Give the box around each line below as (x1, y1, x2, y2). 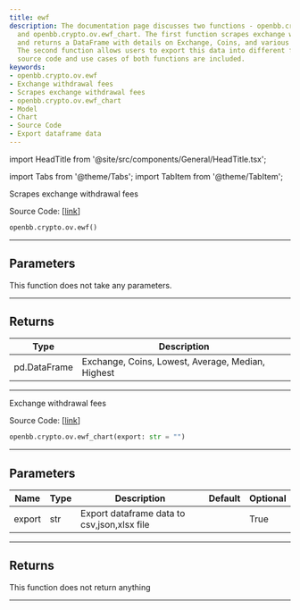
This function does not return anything (9, 581, 151, 592)
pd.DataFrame (13, 361, 74, 373)
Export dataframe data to (79, 507, 186, 520)
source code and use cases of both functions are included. (17, 54, 246, 63)
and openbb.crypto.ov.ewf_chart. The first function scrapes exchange (17, 29, 286, 38)
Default (208, 492, 241, 505)
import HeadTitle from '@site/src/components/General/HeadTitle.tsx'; (9, 154, 267, 164)
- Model (9, 104, 38, 113)
